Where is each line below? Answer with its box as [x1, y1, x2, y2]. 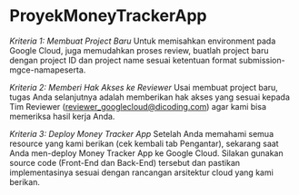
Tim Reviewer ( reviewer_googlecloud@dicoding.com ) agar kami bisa [9, 101, 266, 112]
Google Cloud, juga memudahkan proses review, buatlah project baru [9, 44, 269, 55]
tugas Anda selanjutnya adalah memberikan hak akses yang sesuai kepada [9, 92, 291, 102]
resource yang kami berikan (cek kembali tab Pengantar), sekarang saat [9, 138, 279, 149]
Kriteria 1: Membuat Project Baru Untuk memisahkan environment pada [9, 35, 276, 46]
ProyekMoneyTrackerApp [9, 5, 207, 26]
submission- [238, 54, 285, 65]
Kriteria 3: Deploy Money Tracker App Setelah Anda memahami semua [9, 128, 274, 139]
